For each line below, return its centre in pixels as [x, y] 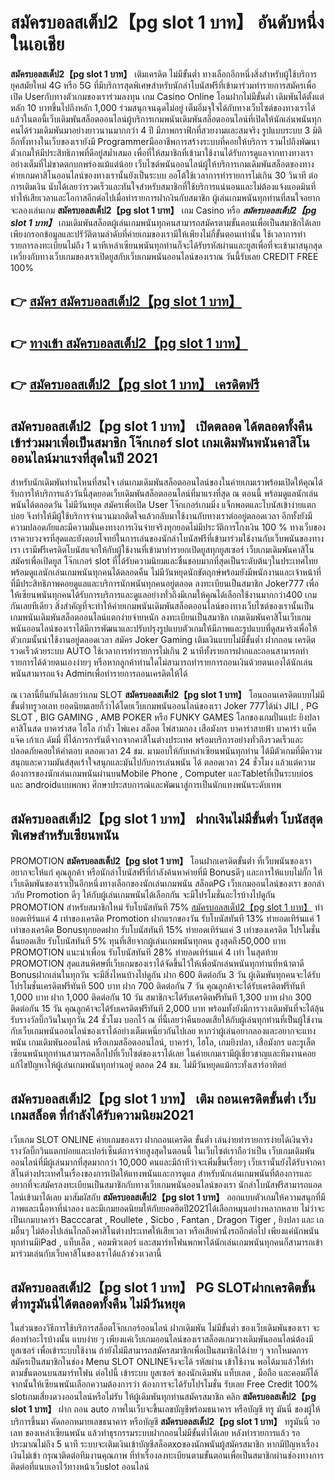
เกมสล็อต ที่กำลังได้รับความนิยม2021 [102, 1115]
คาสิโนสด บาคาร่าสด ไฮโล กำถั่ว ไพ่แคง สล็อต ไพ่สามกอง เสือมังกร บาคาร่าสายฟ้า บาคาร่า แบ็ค [163, 728]
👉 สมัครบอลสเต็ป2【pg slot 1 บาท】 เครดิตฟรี [135, 384]
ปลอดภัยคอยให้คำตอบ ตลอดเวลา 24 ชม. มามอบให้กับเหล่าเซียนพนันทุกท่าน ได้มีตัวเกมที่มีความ [166, 750]
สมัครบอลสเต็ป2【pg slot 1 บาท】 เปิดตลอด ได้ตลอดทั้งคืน [161, 426]
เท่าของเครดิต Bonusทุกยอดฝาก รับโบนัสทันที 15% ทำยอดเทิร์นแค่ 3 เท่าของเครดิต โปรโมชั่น [165, 929]
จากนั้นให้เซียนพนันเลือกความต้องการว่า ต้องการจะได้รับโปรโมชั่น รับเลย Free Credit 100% [164, 1384]
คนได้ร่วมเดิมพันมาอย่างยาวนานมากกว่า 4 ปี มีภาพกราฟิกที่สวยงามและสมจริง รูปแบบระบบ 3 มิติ [166, 130]
